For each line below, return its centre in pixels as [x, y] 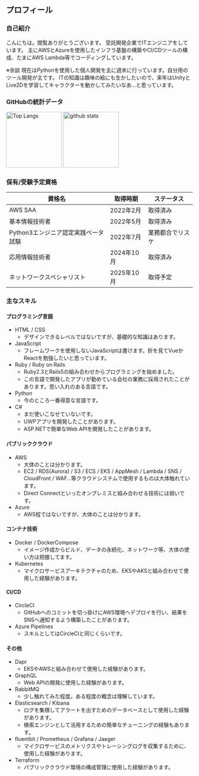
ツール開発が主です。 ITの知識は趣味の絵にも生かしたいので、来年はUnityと [98, 77]
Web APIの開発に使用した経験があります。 [75, 683]
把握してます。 [57, 557]
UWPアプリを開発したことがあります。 [71, 422]
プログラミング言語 [30, 316]
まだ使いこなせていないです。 [60, 414]
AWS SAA [23, 210]
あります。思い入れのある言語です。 [67, 387]
